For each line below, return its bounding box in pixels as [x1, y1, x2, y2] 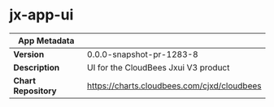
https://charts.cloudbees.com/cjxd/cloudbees [87, 79, 262, 91]
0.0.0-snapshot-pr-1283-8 [87, 49, 198, 60]
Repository [13, 85, 57, 96]
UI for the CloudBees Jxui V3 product [87, 62, 230, 73]
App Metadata [18, 35, 75, 46]
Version [13, 49, 45, 60]
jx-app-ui [9, 6, 74, 24]
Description [13, 62, 60, 73]
